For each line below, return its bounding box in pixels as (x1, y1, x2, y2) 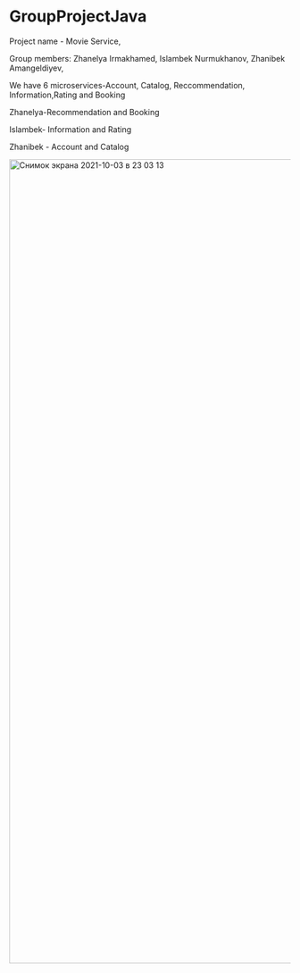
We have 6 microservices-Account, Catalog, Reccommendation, (9, 80, 246, 90)
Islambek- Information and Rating (9, 123, 132, 135)
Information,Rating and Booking (9, 89, 126, 100)
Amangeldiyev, (9, 63, 64, 73)
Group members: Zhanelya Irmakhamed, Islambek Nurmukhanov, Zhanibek (9, 53, 286, 63)
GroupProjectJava (9, 6, 147, 27)
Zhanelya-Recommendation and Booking (9, 106, 160, 117)
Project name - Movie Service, (9, 36, 121, 46)
